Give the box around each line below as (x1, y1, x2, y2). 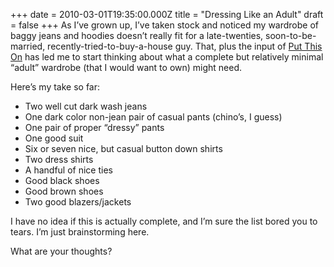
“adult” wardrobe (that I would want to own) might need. (10, 62, 243, 73)
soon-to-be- (265, 30, 317, 41)
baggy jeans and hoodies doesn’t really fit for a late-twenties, (10, 30, 264, 41)
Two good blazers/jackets (24, 196, 132, 208)
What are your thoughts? (10, 245, 113, 257)
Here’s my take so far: (10, 81, 101, 93)
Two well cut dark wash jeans (24, 100, 148, 112)
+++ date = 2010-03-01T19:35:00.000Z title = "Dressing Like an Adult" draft (10, 9, 324, 20)
